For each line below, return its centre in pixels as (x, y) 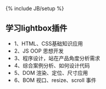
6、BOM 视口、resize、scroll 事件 (55, 80)
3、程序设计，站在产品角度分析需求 (57, 58)
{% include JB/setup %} (35, 8)
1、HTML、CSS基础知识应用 (48, 43)
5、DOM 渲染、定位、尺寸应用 (51, 73)
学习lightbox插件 (37, 28)
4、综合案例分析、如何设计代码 (52, 65)
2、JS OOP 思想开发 (39, 51)
